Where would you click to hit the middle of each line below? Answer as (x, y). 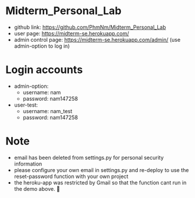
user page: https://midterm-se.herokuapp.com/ (72, 33)
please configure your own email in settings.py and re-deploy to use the (101, 170)
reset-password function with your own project (71, 176)
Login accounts (44, 70)
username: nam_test (47, 111)
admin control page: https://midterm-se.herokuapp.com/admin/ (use (97, 39)
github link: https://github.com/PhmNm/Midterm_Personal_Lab (90, 27)
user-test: (26, 105)
